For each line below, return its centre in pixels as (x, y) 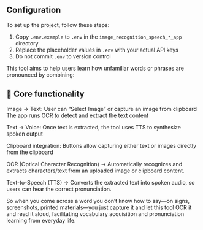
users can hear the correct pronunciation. (59, 189)
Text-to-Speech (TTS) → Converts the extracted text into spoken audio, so (101, 182)
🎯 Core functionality (45, 94)
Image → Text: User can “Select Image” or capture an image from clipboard (102, 109)
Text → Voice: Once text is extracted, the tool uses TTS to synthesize (94, 127)
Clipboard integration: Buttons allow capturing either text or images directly (101, 145)
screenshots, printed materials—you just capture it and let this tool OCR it (99, 207)
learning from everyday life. (41, 220)
